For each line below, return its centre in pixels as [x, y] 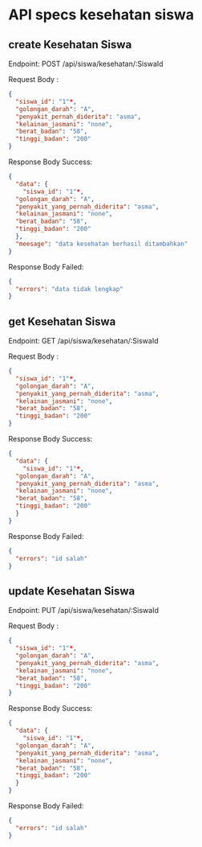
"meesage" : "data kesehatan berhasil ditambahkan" [102, 244]
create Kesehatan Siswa [70, 45]
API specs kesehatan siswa [101, 15]
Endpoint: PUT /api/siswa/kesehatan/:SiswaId [83, 611]
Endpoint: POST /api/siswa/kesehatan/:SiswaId [86, 64]
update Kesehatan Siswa [72, 591]
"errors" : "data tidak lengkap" [70, 289]
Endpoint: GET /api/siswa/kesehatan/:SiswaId [83, 341]
